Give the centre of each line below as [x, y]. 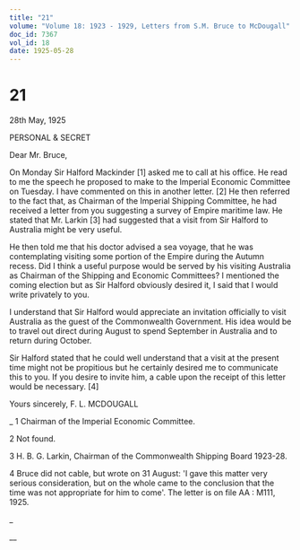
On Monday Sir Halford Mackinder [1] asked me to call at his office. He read [149, 172]
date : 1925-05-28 [42, 51]
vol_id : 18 [30, 43]
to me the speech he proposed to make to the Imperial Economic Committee [150, 182]
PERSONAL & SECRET [50, 138]
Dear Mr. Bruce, [39, 155]
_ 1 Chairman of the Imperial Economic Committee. [102, 422]
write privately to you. [49, 295]
